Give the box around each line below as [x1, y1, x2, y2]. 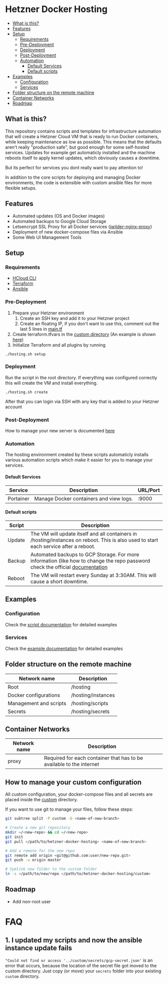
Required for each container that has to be [44, 754, 143, 761]
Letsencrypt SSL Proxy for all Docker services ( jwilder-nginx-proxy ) [12, 224, 152, 230]
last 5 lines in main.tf [19, 325, 62, 332]
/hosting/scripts [70, 700, 108, 707]
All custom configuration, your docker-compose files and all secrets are [5, 791, 153, 797]
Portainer [7, 495, 29, 502]
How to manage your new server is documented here [5, 428, 115, 434]
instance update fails [5, 944, 72, 952]
